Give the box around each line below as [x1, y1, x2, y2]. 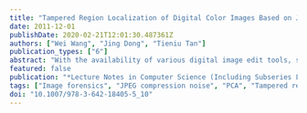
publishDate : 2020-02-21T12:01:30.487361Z [9, 30, 174, 39]
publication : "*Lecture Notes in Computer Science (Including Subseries [9, 73, 292, 82]
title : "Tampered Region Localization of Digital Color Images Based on [9, 13, 292, 23]
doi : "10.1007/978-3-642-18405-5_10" [9, 89, 153, 98]
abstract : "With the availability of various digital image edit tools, [9, 56, 292, 65]
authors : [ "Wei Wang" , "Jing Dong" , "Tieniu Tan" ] [9, 38, 206, 48]
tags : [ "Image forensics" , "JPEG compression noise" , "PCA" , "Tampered [9, 81, 288, 90]
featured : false [9, 65, 71, 74]
